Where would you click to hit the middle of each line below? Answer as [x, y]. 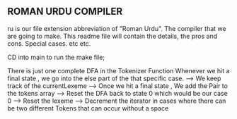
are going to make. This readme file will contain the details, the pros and [112, 36]
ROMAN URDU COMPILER [65, 12]
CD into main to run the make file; [56, 57]
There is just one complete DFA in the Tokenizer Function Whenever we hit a [118, 70]
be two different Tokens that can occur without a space [88, 108]
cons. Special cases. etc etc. [49, 43]
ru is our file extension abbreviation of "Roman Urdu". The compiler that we [117, 28]
